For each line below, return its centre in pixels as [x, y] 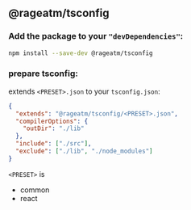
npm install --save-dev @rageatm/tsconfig [81, 53]
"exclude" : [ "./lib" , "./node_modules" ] [84, 151]
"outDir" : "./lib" [54, 128]
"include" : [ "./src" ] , [54, 144]
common [35, 190]
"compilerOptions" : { [52, 121]
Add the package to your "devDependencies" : [96, 36]
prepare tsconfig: [43, 73]
